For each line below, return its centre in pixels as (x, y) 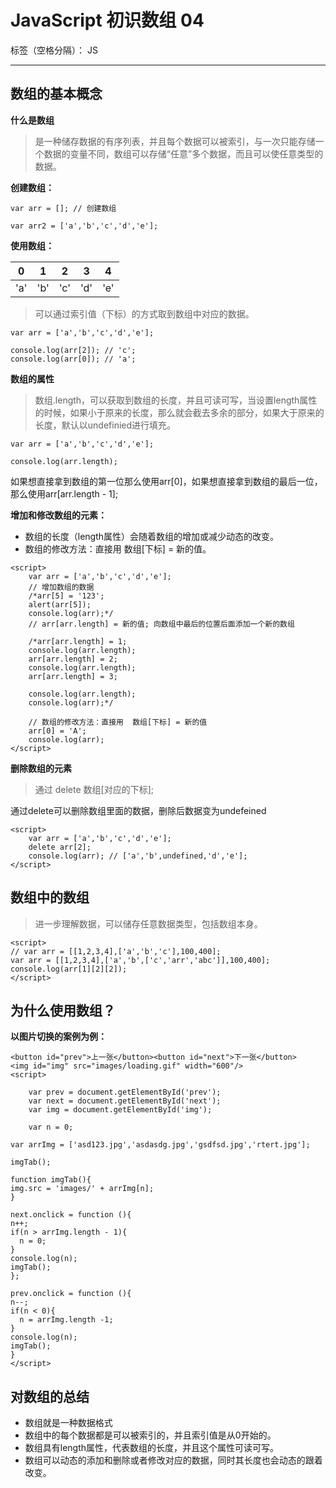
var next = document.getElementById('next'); (125, 1101)
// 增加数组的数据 (61, 587)
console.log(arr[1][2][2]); (69, 969)
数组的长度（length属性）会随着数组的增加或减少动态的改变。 (152, 536)
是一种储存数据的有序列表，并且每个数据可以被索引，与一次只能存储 (175, 141)
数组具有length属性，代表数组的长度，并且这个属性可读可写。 (152, 1448)
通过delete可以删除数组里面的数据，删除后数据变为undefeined (138, 810)
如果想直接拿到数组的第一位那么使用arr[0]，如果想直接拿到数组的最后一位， (166, 481)
